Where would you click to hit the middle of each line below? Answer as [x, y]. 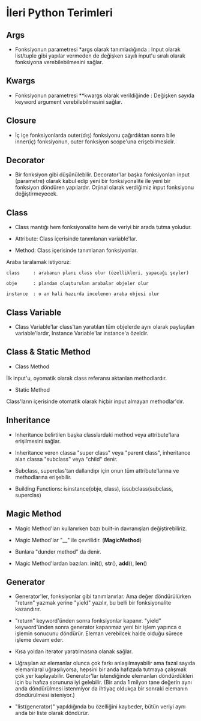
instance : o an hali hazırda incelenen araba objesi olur [83, 294]
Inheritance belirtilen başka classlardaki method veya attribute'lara [97, 434]
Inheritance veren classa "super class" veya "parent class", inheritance [103, 452]
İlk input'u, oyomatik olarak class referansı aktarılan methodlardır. [87, 378]
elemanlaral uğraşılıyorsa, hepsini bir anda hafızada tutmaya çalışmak [101, 669]
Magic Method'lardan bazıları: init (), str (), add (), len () [81, 563]
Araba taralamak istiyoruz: [38, 262]
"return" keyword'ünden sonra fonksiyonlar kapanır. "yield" [88, 621]
